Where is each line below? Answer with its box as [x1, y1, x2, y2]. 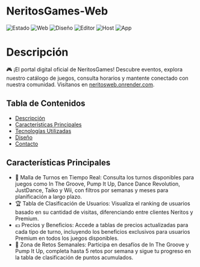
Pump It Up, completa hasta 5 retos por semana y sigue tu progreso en [14, 247, 192, 254]
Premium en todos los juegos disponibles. [14, 234, 119, 242]
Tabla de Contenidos [6, 98, 86, 109]
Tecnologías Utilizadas [14, 127, 72, 134]
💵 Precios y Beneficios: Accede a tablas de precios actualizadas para [14, 221, 189, 228]
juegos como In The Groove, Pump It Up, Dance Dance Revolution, [14, 180, 181, 187]
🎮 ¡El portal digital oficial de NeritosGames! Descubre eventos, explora [6, 65, 183, 73]
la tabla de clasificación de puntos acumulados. [14, 254, 134, 261]
